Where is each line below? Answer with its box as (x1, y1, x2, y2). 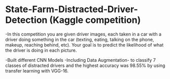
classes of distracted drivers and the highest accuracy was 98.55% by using (5, 62, 165, 68)
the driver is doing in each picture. (5, 47, 77, 53)
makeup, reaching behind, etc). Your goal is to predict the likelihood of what (5, 42, 164, 48)
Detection (5, 14, 48, 26)
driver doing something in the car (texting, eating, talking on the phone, (5, 36, 154, 43)
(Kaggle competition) (49, 14, 141, 26)
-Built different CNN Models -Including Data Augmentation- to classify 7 (5, 57, 156, 63)
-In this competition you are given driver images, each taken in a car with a (5, 31, 161, 37)
